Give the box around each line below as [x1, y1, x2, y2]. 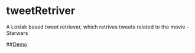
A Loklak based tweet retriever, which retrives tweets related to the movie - [6, 23, 190, 30]
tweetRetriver [6, 4, 76, 17]
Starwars [6, 29, 28, 36]
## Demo [6, 41, 28, 48]
